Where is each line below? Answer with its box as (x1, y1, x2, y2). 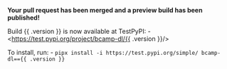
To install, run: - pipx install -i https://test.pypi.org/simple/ (7, 49, 199, 56)
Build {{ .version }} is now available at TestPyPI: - (7, 27, 151, 35)
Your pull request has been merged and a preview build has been (7, 6, 203, 14)
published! (7, 13, 41, 22)
